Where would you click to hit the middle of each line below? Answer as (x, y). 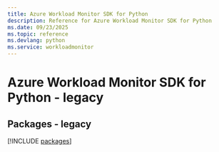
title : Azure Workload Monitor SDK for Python (78, 14)
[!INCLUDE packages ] (40, 141)
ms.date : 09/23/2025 (38, 27)
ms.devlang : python (36, 41)
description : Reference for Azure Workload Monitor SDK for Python (110, 21)
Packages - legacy (49, 124)
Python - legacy (56, 98)
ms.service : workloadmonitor (51, 47)
